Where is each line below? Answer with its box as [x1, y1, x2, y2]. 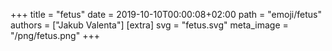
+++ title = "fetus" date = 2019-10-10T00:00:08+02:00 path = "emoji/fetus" [10, 9, 322, 20]
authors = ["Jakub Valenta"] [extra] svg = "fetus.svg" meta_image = [10, 19, 289, 31]
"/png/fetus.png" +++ [10, 30, 100, 41]
